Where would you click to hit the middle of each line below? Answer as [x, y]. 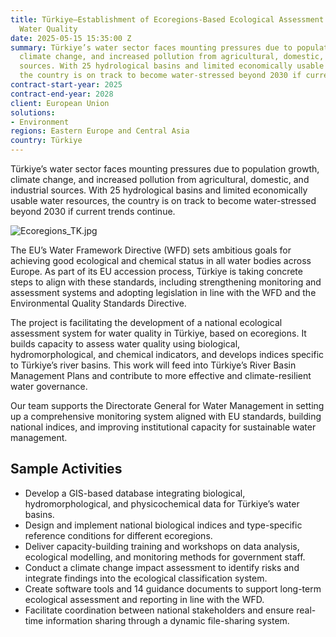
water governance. [49, 386]
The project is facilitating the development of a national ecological [146, 322]
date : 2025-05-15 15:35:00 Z [71, 38]
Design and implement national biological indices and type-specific [163, 525]
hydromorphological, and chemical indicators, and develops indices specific [167, 354]
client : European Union [60, 103]
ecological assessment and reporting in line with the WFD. [144, 599]
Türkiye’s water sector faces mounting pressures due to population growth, [165, 169]
